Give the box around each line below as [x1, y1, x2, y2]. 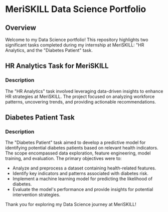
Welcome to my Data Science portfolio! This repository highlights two [5, 36, 148, 42]
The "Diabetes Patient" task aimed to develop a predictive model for [5, 139, 146, 145]
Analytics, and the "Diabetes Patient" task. [5, 47, 93, 53]
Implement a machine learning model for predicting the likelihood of [12, 176, 153, 182]
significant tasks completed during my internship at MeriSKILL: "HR [5, 42, 144, 48]
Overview [5, 23, 37, 32]
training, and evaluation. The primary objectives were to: [5, 155, 122, 161]
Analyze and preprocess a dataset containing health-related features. [12, 165, 156, 171]
